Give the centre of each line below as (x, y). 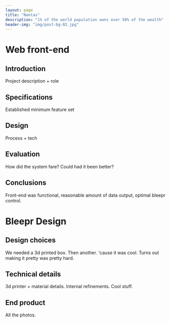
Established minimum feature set (40, 110)
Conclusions (26, 183)
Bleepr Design (36, 221)
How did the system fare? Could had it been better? (60, 166)
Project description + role (32, 81)
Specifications (29, 97)
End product (25, 303)
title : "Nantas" (23, 15)
